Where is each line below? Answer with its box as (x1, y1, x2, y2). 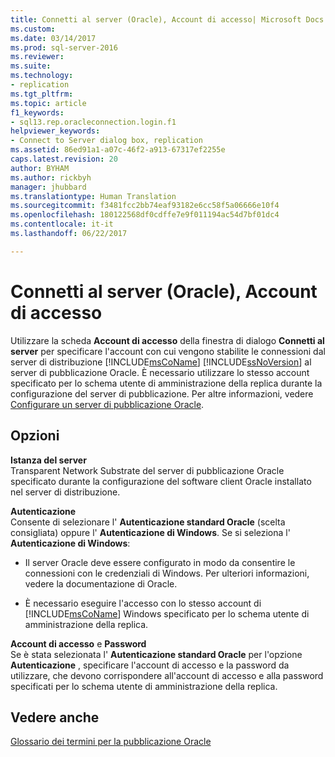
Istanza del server (10, 454, 87, 466)
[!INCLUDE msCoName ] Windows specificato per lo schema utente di (24, 607, 310, 620)
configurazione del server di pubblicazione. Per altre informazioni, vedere (10, 387, 314, 400)
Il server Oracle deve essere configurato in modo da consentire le (24, 556, 296, 568)
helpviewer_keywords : (10, 126, 101, 136)
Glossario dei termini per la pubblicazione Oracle (10, 736, 212, 748)
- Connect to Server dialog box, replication (10, 136, 203, 146)
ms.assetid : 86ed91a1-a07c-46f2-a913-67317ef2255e (10, 145, 226, 155)
